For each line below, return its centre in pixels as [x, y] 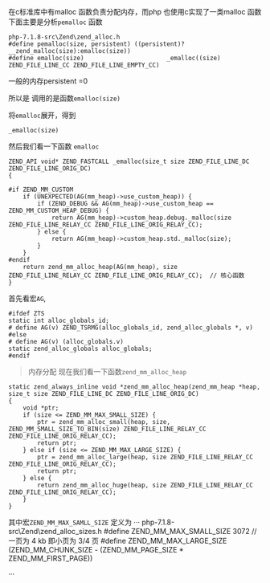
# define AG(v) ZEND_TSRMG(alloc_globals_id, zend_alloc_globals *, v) [131, 328]
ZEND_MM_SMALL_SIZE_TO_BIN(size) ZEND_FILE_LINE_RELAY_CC [107, 429]
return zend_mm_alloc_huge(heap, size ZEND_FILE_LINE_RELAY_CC [145, 485]
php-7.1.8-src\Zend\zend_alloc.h [64, 37]
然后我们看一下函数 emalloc [54, 146]
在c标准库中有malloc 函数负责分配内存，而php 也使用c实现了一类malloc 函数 [135, 12]
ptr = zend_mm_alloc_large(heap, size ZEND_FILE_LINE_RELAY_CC [145, 457]
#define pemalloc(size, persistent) [70, 44]
